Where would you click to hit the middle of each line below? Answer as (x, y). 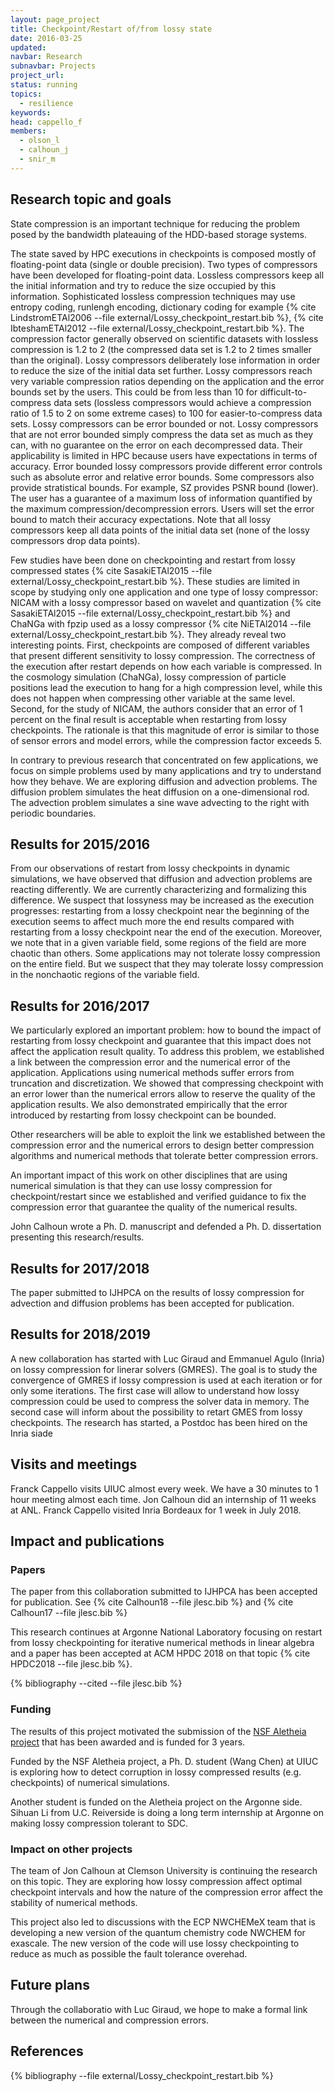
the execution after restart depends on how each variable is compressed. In (166, 666)
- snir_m (37, 159)
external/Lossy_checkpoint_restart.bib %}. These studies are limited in (155, 581)
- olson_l (39, 141)
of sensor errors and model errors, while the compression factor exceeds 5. (166, 740)
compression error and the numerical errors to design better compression (162, 1145)
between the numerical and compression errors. (109, 2020)
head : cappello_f (46, 122)
